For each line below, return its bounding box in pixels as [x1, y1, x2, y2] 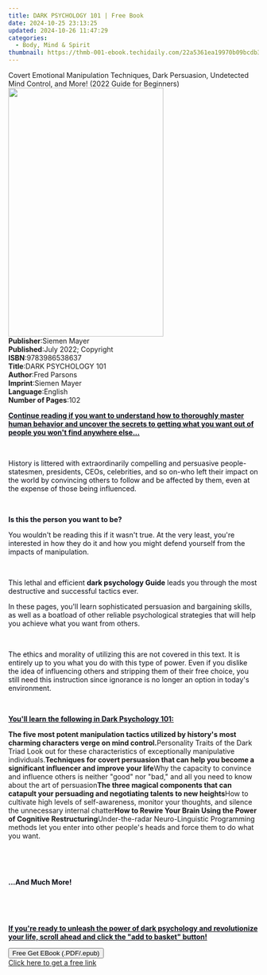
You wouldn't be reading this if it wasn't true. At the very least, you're [8, 530, 235, 540]
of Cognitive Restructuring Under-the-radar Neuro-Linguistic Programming [8, 814, 256, 824]
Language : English [8, 387, 68, 396]
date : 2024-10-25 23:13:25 [8, 19, 98, 27]
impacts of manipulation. [8, 547, 90, 556]
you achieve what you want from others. [8, 618, 141, 628]
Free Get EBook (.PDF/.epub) [12, 949, 100, 957]
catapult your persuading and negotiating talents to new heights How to [8, 789, 249, 798]
